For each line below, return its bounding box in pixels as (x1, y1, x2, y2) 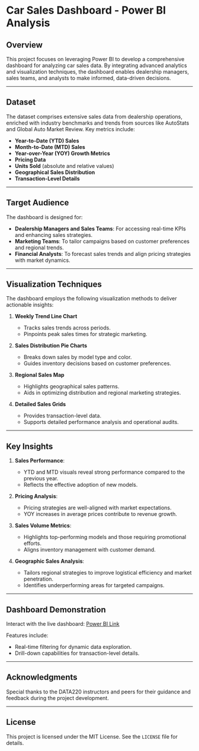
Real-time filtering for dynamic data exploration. (14, 644, 132, 651)
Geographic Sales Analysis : (14, 557, 85, 565)
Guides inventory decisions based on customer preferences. (23, 360, 172, 367)
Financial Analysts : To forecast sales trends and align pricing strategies (14, 250, 191, 257)
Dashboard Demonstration (6, 604, 106, 614)
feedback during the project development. (6, 694, 110, 701)
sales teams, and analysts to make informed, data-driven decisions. (6, 75, 171, 81)
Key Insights (6, 441, 53, 451)
